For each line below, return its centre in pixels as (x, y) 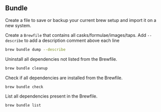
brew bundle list (23, 106)
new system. (18, 25)
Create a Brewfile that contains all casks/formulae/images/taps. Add (76, 35)
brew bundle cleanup (27, 68)
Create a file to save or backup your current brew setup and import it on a (81, 20)
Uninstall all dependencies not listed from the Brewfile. (61, 59)
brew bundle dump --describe (35, 49)
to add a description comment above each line (72, 40)
